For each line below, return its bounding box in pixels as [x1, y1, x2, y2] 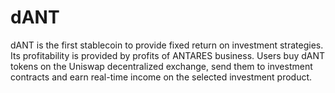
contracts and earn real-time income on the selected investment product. [10, 71, 313, 83]
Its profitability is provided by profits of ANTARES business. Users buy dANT [10, 49, 326, 61]
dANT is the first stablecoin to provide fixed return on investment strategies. [10, 39, 324, 51]
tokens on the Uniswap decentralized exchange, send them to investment [10, 60, 313, 72]
